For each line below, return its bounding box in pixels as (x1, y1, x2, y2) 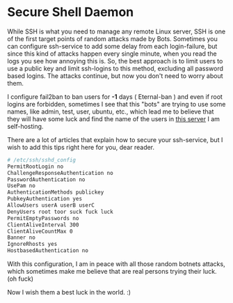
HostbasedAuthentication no (7, 247, 89, 254)
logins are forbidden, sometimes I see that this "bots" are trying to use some (7, 100, 226, 108)
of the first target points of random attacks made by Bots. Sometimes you (7, 34, 218, 42)
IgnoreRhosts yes (7, 241, 58, 248)
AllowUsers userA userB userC (7, 202, 95, 209)
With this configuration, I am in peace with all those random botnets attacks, (7, 260, 225, 268)
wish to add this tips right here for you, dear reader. (7, 143, 155, 151)
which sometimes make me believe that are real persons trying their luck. (7, 267, 217, 276)
